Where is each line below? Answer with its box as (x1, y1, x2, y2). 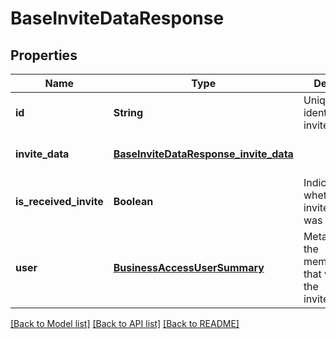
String (113, 106, 143, 119)
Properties (10, 47, 78, 64)
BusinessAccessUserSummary (113, 261, 265, 274)
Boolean (113, 195, 154, 208)
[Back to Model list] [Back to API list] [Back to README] (10, 318, 240, 329)
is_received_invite (15, 195, 104, 208)
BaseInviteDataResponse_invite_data (113, 147, 294, 161)
